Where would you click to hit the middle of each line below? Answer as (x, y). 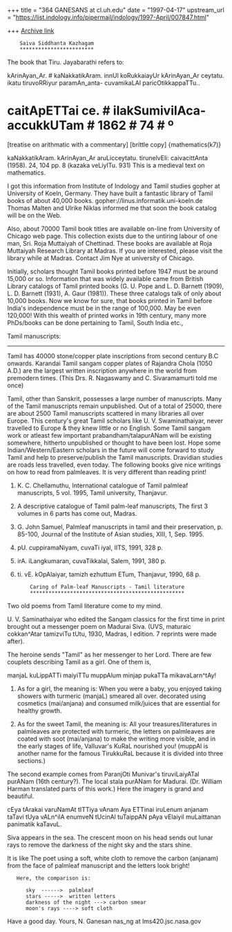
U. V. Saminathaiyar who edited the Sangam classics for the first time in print (116, 619)
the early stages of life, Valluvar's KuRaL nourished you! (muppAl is (113, 746)
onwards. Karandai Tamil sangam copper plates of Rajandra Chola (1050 (110, 363)
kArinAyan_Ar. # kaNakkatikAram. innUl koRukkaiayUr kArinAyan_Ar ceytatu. (116, 76)
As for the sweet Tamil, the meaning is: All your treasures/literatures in (117, 724)
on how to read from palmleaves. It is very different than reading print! (107, 472)
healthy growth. (39, 710)
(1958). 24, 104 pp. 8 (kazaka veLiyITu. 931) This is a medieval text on (106, 165)
